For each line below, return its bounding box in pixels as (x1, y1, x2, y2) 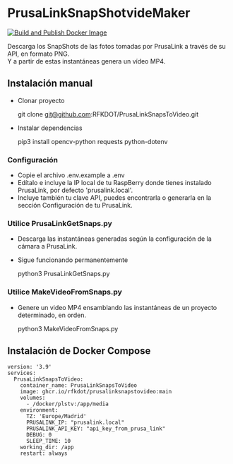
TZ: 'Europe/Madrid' (25, 413, 87, 420)
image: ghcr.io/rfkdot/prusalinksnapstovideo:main (20, 388, 172, 395)
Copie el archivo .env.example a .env (17, 171, 125, 179)
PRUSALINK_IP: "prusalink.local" (25, 419, 125, 427)
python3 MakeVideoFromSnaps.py (17, 324, 119, 333)
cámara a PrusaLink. (17, 242, 78, 251)
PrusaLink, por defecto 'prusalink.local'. (17, 186, 133, 195)
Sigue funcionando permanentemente (17, 256, 129, 264)
